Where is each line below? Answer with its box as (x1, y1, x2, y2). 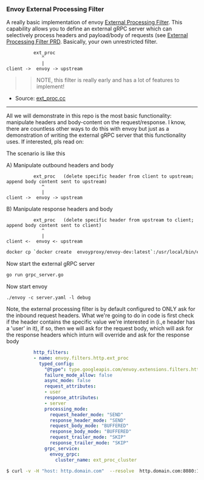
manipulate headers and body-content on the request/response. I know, (6, 119, 186, 126)
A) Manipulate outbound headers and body (6, 162, 114, 169)
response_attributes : (44, 395, 99, 401)
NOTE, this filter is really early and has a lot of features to (36, 77, 180, 84)
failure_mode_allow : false (44, 372, 113, 378)
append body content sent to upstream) (6, 179, 107, 185)
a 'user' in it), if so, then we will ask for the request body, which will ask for (6, 325, 193, 332)
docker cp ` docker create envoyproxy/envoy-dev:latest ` (6, 249, 154, 256)
